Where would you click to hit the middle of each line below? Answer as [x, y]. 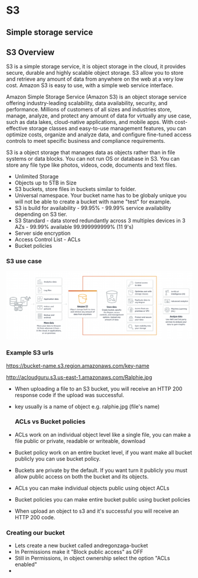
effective [17, 129]
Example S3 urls [30, 353]
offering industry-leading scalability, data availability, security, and [87, 103]
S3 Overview [30, 52]
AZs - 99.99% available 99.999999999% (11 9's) [74, 227]
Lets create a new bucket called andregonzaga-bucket [81, 545]
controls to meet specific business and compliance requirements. [86, 141]
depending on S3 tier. [41, 215]
